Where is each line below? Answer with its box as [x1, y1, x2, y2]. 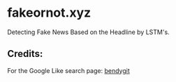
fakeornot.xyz [7, 5, 91, 21]
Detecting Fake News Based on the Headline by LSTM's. [7, 28, 170, 36]
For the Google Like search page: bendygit [7, 66, 131, 74]
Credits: [7, 48, 43, 60]
